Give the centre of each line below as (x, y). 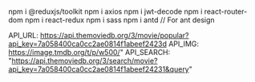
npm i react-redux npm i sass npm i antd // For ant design (120, 20)
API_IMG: (183, 44)
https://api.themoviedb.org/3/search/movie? (85, 61)
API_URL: (23, 35)
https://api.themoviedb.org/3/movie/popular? (115, 35)
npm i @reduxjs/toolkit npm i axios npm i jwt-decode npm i (105, 12)
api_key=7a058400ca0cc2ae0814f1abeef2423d (87, 44)
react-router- (226, 12)
